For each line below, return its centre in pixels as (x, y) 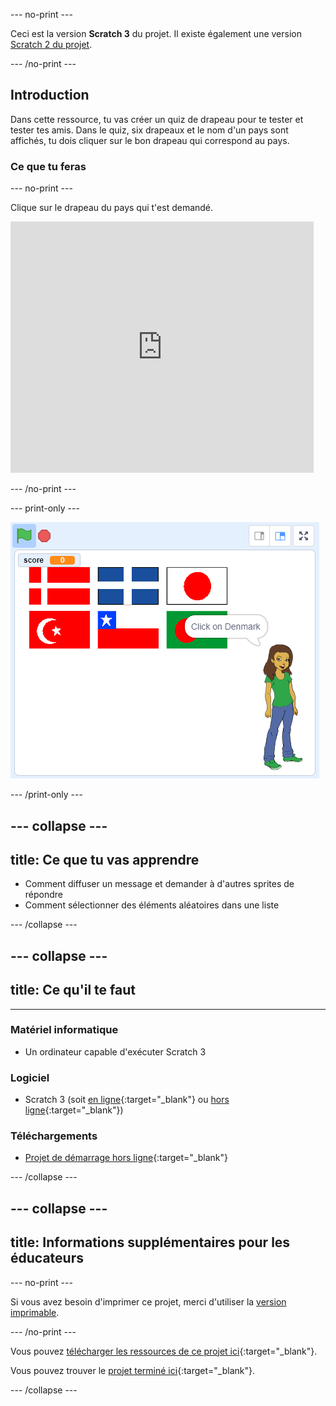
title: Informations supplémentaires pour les (150, 1242)
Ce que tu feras (48, 166)
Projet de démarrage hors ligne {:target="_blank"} (126, 1158)
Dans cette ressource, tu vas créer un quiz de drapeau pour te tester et (157, 119)
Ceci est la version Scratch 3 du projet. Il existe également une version (156, 33)
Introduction (50, 95)
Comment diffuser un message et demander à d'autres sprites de (159, 884)
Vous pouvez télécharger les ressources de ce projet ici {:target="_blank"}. (164, 1351)
